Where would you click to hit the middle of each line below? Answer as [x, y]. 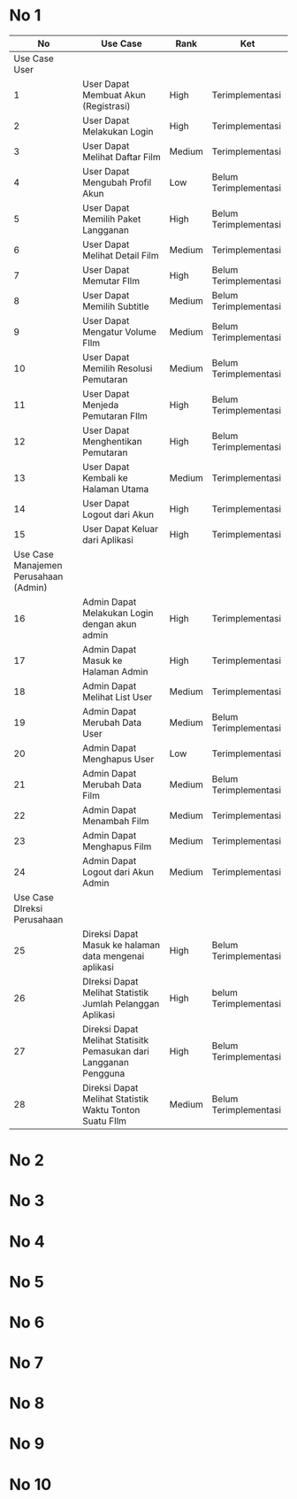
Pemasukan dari [116, 1051]
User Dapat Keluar [121, 529]
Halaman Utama [116, 489]
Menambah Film [116, 821]
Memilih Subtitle [116, 306]
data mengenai [114, 955]
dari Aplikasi [108, 539]
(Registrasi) [107, 105]
